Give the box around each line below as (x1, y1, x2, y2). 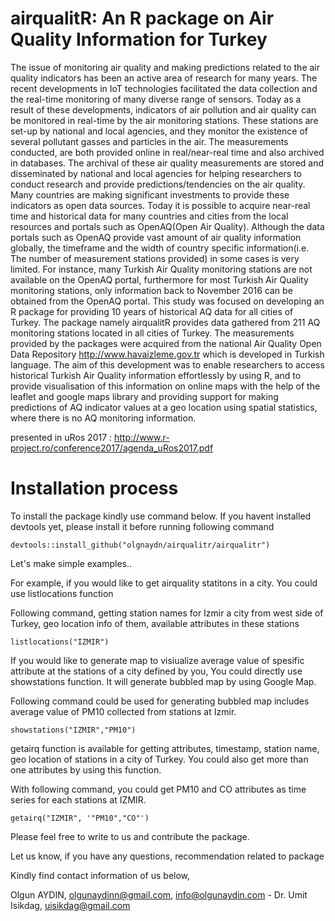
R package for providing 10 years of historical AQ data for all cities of (10, 305, 294, 317)
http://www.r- (114, 431, 170, 443)
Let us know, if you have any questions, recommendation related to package (10, 850, 325, 862)
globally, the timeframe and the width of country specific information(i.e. (10, 242, 310, 254)
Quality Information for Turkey (10, 28, 268, 51)
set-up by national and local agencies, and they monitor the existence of (10, 125, 309, 137)
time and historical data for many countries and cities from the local (10, 210, 289, 222)
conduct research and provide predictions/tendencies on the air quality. (10, 178, 306, 190)
